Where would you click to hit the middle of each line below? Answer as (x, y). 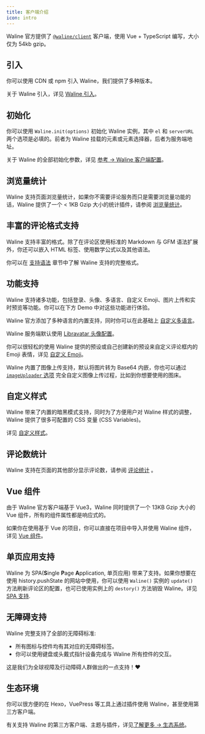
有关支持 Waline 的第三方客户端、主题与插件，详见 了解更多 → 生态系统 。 (98, 725)
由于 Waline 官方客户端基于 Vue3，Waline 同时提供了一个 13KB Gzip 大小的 (101, 507)
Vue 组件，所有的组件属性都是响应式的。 (58, 515)
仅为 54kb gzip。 (28, 44)
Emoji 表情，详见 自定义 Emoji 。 (47, 354)
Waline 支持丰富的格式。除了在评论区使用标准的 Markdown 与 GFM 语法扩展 (102, 242)
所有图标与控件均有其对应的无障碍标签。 (66, 646)
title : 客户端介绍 (28, 12)
